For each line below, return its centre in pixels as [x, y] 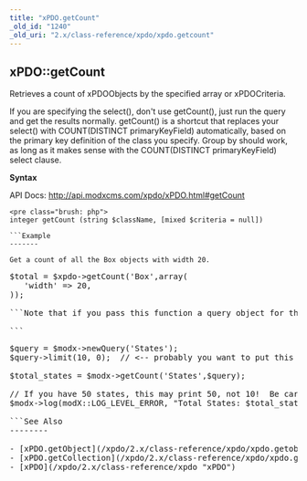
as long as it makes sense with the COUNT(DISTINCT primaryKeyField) [143, 151]
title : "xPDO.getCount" [55, 18]
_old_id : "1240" [40, 26]
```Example [30, 236]
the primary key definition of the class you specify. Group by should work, [148, 141]
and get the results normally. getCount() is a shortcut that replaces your [144, 121]
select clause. [36, 160]
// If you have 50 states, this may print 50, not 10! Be [145, 394]
